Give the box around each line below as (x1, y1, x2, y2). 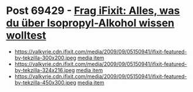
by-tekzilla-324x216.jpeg (14, 66, 75, 73)
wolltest (6, 29, 46, 42)
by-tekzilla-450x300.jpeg (14, 79, 76, 86)
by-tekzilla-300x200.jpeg (14, 54, 76, 61)
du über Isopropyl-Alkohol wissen (6, 16, 175, 30)
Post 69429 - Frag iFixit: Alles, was (6, 4, 180, 17)
